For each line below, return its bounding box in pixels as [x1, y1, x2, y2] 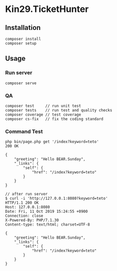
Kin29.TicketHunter [5, 3, 89, 15]
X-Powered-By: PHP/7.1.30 [5, 218, 59, 223]
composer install [5, 36, 41, 41]
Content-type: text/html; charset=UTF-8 [5, 222, 91, 227]
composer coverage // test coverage [5, 112, 81, 117]
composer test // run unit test [5, 103, 81, 108]
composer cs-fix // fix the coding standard [5, 116, 104, 122]
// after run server [5, 192, 48, 197]
